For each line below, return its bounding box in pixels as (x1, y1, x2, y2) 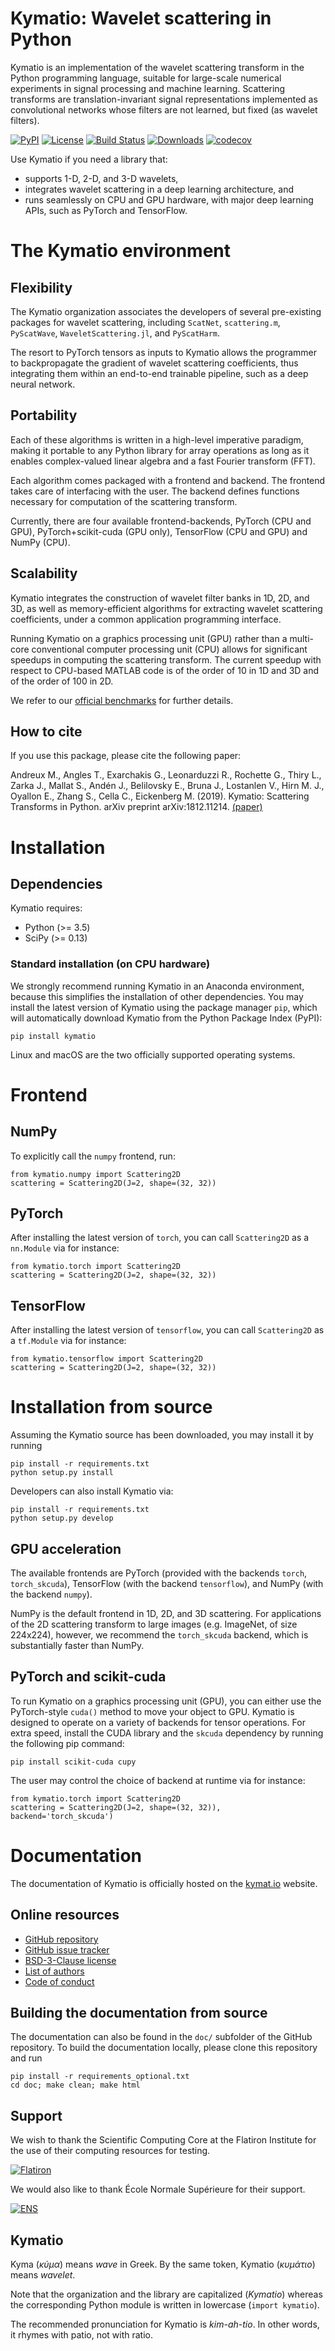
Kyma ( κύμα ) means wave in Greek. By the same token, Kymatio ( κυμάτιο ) (10, 2258, 316, 2271)
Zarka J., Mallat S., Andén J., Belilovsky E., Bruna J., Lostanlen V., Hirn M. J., (10, 780, 325, 792)
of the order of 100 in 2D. (10, 675, 114, 687)
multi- (289, 632, 315, 644)
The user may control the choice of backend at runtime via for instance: (10, 1774, 306, 1786)
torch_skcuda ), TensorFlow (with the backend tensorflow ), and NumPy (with (10, 1578, 324, 1590)
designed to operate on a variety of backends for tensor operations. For (10, 1716, 306, 1728)
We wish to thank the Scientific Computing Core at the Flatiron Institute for (10, 2134, 317, 2146)
